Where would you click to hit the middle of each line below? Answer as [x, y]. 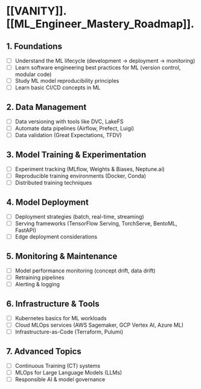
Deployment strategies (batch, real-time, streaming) [79, 217]
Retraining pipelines [40, 278]
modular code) [33, 74]
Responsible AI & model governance [60, 379]
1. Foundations [34, 46]
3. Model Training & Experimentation [76, 154]
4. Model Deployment [47, 202]
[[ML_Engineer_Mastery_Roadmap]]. [100, 24]
